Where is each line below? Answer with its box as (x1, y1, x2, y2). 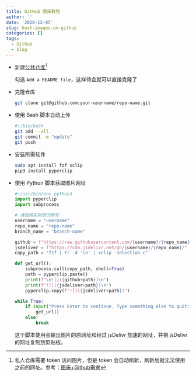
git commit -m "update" (14, 134, 73, 140)
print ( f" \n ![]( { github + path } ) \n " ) (25, 277, 109, 282)
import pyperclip (14, 196, 57, 202)
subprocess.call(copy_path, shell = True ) (25, 266, 125, 272)
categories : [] (6, 30, 43, 36)
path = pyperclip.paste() (25, 271, 89, 278)
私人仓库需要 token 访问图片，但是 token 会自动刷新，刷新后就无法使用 (14, 356, 185, 363)
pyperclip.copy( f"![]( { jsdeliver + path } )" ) (25, 288, 130, 294)
